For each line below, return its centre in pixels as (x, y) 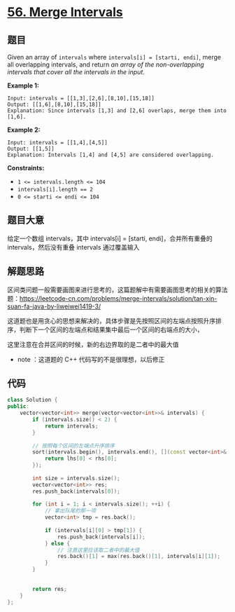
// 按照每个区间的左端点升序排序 (74, 446)
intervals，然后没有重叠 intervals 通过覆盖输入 (73, 247)
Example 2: (24, 130)
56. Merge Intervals (65, 12)
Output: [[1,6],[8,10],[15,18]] (54, 104)
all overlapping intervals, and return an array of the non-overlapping (106, 64)
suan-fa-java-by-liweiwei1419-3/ (54, 306)
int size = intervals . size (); (76, 478)
